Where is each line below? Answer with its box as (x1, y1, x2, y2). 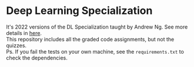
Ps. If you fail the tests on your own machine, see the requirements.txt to (6, 48, 184, 55)
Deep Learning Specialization (6, 4, 153, 17)
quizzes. (6, 42, 27, 49)
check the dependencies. (6, 54, 68, 61)
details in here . (6, 29, 42, 36)
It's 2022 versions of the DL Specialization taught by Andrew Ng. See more (6, 23, 188, 30)
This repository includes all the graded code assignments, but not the (6, 36, 175, 43)
